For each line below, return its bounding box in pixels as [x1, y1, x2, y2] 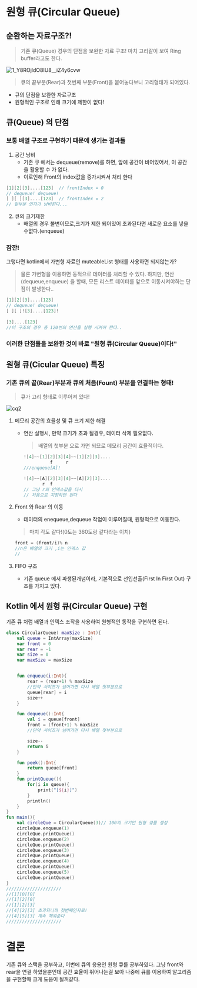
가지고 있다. [34, 583, 62, 590]
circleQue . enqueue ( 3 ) [16, 847, 69, 853]
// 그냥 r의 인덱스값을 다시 [23, 487, 83, 493]
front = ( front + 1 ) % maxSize [27, 722, 99, 728]
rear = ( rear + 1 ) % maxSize [27, 679, 94, 685]
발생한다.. [31, 285, 54, 292]
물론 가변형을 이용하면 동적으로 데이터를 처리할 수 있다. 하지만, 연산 [20, 270, 175, 277]
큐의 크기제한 [14, 213, 45, 220]
